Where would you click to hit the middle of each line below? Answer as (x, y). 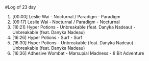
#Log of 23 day (21, 7)
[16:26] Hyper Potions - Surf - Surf (47, 37)
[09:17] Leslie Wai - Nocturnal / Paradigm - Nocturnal (66, 22)
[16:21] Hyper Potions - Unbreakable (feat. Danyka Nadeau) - (74, 27)
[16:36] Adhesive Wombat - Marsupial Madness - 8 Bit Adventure (78, 53)
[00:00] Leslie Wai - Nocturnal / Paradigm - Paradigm (66, 16)
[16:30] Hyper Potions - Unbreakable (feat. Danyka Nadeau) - (74, 43)
